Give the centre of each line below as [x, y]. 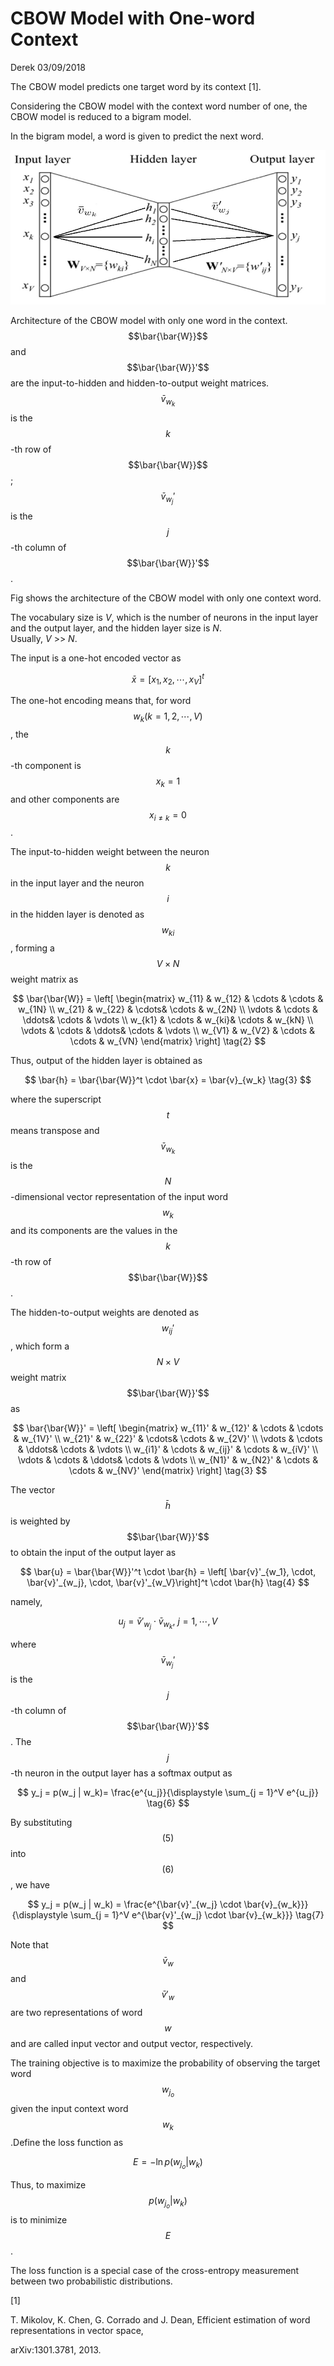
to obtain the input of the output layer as [93, 1552]
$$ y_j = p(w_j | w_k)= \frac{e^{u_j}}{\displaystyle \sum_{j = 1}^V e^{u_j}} [168, 1793]
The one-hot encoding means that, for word [101, 700]
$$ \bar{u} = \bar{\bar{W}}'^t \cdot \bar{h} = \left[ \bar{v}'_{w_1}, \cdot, [168, 1571]
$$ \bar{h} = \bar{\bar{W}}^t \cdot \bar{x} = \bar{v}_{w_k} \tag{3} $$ [168, 1080]
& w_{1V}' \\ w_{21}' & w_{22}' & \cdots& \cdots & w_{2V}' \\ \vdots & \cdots [168, 1438]
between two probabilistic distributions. [91, 2281]
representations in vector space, [77, 2330]
